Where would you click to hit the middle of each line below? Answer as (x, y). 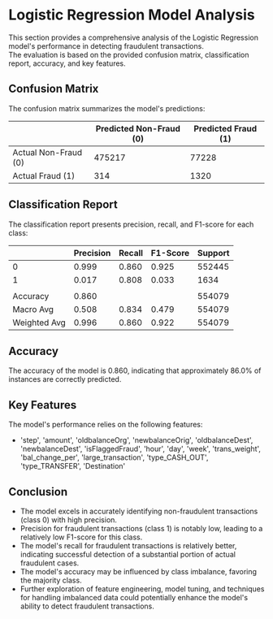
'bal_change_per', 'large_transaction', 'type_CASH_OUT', (114, 457)
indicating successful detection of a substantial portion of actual (128, 554)
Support (214, 253)
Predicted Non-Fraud (138, 128)
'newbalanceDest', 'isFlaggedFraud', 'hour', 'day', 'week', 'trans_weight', (141, 449)
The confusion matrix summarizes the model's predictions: (107, 108)
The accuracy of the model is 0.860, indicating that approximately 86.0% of (135, 370)
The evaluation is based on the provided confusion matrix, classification (129, 54)
